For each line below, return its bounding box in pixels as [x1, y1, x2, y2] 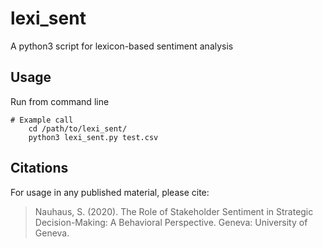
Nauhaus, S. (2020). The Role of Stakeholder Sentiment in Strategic [34, 205, 314, 217]
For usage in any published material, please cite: [10, 186, 210, 198]
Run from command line [10, 95, 110, 107]
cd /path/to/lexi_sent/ [28, 123, 128, 134]
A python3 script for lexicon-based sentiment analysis [10, 40, 234, 52]
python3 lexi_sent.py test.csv [28, 132, 159, 142]
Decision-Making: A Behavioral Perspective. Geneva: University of [34, 216, 308, 228]
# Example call [10, 115, 74, 125]
